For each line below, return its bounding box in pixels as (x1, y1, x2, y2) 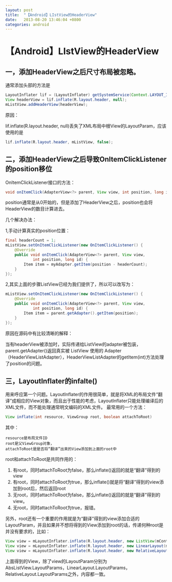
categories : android (5, 22, 50, 27)
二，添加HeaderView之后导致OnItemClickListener (5, 155, 167, 164)
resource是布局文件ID (5, 436, 48, 441)
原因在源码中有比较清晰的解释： (5, 330, 73, 336)
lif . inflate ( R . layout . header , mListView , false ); (5, 139, 114, 144)
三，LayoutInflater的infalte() (5, 377, 98, 385)
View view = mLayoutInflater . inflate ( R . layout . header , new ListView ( (5, 539, 157, 544)
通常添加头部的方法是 (5, 82, 50, 88)
